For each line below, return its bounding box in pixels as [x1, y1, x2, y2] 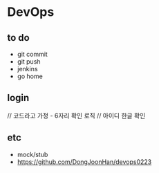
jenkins [17, 65, 38, 73]
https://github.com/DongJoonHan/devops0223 [17, 157, 152, 166]
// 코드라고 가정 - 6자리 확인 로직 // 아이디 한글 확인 [7, 111, 146, 120]
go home [17, 72, 43, 80]
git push [17, 57, 41, 66]
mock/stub [17, 150, 48, 158]
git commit [17, 50, 48, 58]
